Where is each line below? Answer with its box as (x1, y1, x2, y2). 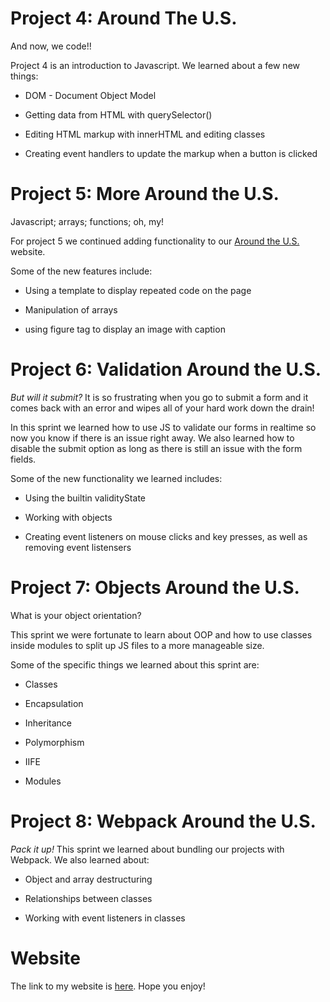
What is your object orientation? (10, 609, 142, 621)
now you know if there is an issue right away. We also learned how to (10, 432, 295, 444)
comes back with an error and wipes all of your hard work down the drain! (10, 402, 315, 414)
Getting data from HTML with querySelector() (24, 108, 213, 121)
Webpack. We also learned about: (10, 853, 150, 866)
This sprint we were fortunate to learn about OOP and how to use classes (10, 628, 313, 641)
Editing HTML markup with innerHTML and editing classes (24, 128, 266, 140)
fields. (10, 453, 37, 465)
